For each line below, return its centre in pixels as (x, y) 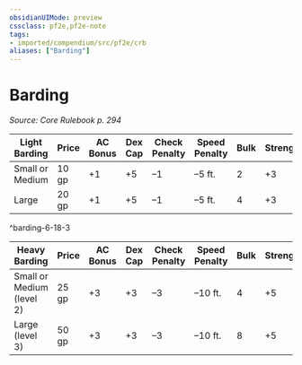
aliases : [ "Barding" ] (50, 51)
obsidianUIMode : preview (56, 17)
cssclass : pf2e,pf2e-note (58, 26)
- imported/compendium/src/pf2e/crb (78, 43)
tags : (19, 34)
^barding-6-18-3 (40, 228)
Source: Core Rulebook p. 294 (65, 120)
